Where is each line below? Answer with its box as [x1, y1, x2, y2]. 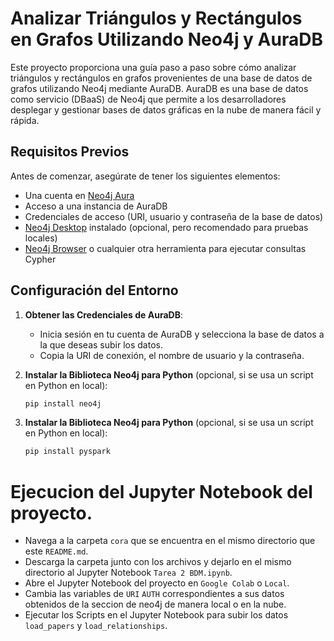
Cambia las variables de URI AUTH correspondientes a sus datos [24, 588, 285, 600]
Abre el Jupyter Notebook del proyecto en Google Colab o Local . [24, 577, 290, 589]
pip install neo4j [24, 398, 102, 409]
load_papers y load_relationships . [24, 620, 168, 632]
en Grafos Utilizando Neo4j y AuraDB [10, 28, 323, 51]
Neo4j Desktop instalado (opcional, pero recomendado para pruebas [24, 221, 309, 233]
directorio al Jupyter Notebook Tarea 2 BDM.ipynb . [24, 567, 233, 579]
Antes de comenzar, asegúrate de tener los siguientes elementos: [10, 170, 281, 182]
